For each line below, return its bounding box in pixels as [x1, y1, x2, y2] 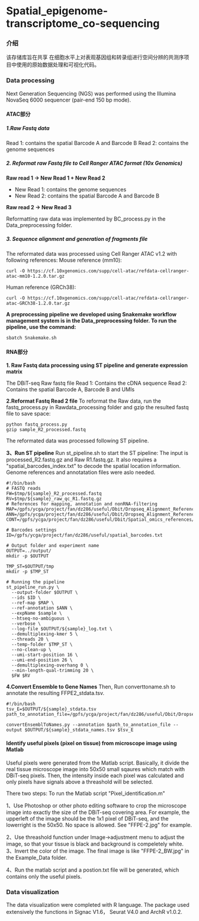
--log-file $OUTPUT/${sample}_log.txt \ [11, 626, 113, 632]
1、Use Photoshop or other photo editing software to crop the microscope [6, 801, 187, 809]
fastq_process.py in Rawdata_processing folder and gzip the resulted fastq [6, 404, 189, 411]
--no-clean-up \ [11, 647, 52, 653]
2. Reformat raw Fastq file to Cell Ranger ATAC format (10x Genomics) [6, 159, 182, 166]
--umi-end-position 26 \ [11, 657, 73, 664]
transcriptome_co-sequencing [6, 17, 160, 30]
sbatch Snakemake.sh [6, 335, 57, 341]
